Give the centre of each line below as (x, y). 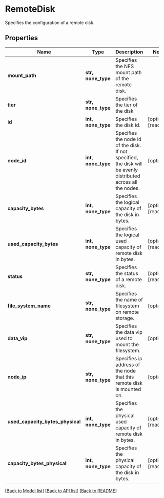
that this (125, 377)
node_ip (17, 377)
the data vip (129, 332)
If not (122, 151)
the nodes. (128, 188)
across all (126, 182)
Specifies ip (129, 358)
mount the (127, 344)
